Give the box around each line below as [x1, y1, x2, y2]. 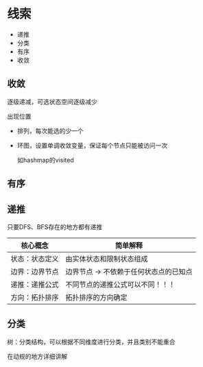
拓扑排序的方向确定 [65, 292, 128, 302]
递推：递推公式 [10, 279, 60, 289]
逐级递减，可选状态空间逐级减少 [7, 97, 97, 106]
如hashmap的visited [16, 156, 74, 164]
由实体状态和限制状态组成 [65, 254, 149, 263]
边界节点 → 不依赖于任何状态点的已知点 [65, 267, 193, 276]
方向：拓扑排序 [10, 292, 60, 302]
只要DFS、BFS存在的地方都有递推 [7, 222, 103, 230]
